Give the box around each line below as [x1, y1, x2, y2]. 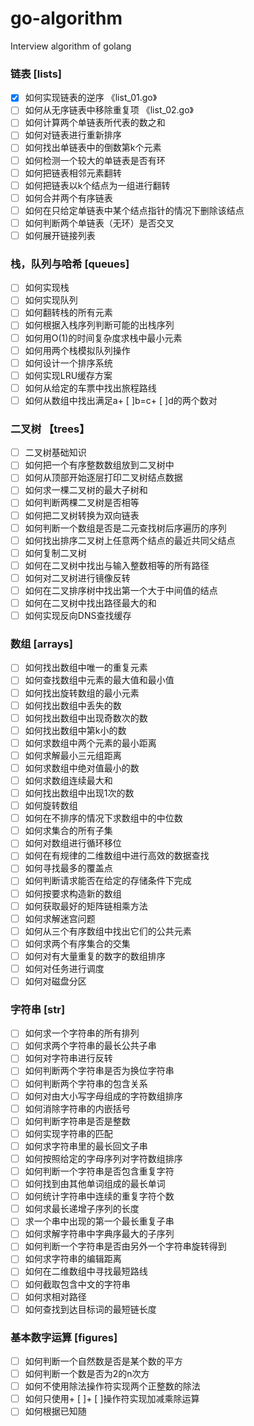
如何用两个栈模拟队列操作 [24, 344, 131, 356]
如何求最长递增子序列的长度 [24, 1203, 140, 1215]
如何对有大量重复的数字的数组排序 [24, 950, 166, 962]
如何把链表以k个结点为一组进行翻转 [24, 179, 171, 191]
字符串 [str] [10, 1002, 66, 1016]
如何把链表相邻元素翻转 [24, 167, 122, 179]
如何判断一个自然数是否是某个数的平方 [24, 1355, 183, 1367]
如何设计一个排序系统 [24, 357, 113, 369]
